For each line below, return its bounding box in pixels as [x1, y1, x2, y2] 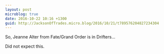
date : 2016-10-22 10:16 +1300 [5, 16, 67, 21]
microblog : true [5, 12, 38, 17]
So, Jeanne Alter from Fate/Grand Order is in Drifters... [5, 34, 115, 40]
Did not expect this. [5, 43, 45, 49]
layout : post [5, 7, 32, 12]
